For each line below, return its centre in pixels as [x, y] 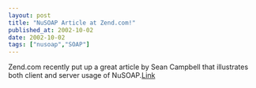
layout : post [30, 15]
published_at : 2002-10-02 [51, 30]
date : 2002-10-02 [37, 37]
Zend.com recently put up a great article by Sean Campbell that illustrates [128, 67]
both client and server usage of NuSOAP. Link [82, 75]
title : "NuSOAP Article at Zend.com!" [72, 23]
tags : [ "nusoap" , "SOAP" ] [49, 45]
